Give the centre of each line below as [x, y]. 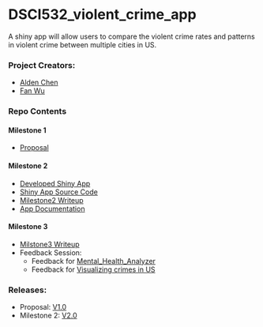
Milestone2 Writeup [52, 200]
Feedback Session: [51, 252]
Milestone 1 [27, 130]
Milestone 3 [28, 227]
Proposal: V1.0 [43, 307]
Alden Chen [39, 83]
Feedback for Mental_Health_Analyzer [94, 261]
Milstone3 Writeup [50, 244]
